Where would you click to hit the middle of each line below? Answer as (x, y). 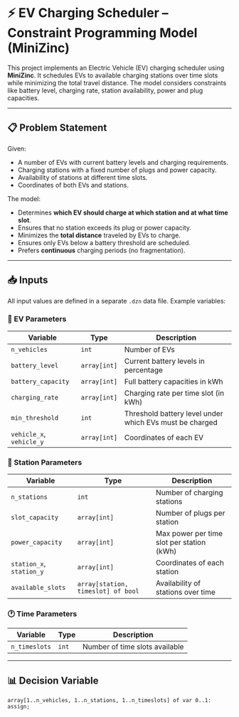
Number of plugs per (190, 513)
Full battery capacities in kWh (174, 382)
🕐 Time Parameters (42, 614)
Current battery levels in (164, 361)
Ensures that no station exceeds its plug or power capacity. (105, 227)
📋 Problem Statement (57, 128)
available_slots (38, 588)
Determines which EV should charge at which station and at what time (123, 212)
